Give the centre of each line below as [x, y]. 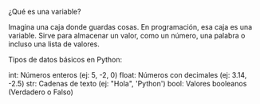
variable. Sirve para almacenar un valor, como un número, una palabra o [127, 36]
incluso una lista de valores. [54, 44]
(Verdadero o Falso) [41, 92]
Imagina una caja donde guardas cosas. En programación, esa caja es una [130, 27]
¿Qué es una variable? [45, 12]
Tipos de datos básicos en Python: [65, 60]
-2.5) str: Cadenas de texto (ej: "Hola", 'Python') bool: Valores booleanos [128, 84]
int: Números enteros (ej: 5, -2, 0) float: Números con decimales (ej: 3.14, [128, 75]
